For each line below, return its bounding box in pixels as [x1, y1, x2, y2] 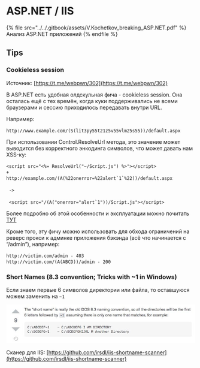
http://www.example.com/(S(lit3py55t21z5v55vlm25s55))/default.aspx [6, 128, 181, 134]
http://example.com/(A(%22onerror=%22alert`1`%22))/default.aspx [6, 175, 172, 181]
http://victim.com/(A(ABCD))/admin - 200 [6, 259, 111, 265]
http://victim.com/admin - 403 [6, 253, 84, 259]
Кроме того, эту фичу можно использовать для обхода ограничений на [6, 228, 190, 235]
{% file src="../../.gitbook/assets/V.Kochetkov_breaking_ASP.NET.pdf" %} [6, 24, 187, 31]
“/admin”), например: [6, 240, 60, 248]
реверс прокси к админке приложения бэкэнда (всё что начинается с [6, 234, 186, 241]
